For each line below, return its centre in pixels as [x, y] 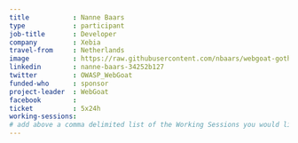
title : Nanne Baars [67, 17]
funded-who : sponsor [59, 83]
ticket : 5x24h [55, 108]
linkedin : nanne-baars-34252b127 [87, 68]
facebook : [43, 100]
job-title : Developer [63, 34]
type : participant [67, 26]
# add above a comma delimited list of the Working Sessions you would [144, 125]
